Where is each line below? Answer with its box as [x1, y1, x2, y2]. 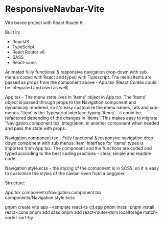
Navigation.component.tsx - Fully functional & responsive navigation [5, 135, 143, 141]
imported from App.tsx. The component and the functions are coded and [5, 145, 152, 151]
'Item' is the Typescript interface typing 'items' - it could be [21, 109, 141, 116]
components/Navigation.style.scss [5, 195, 75, 200]
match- [143, 209, 158, 215]
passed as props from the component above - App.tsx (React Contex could [5, 79, 157, 85]
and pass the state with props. [5, 125, 66, 131]
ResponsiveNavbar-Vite [5, 3, 105, 15]
